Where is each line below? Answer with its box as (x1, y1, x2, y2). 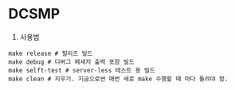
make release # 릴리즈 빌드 (8, 49, 93, 57)
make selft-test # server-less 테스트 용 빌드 (8, 66, 155, 74)
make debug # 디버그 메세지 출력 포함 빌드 (8, 57, 135, 66)
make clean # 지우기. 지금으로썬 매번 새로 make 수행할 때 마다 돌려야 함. (8, 75, 229, 83)
